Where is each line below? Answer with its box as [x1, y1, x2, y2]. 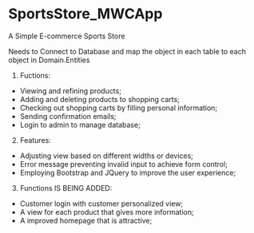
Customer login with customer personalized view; [19, 199, 184, 208]
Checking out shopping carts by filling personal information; [19, 103, 218, 113]
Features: [19, 135, 52, 144]
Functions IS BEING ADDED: [19, 183, 113, 192]
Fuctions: [19, 70, 50, 80]
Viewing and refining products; [19, 85, 122, 96]
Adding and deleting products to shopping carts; [19, 94, 180, 104]
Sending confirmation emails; [19, 111, 117, 120]
